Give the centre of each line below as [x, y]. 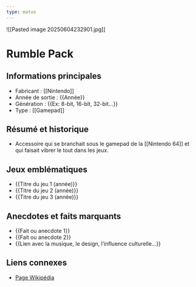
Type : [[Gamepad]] [40, 110]
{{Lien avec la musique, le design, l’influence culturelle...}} [88, 244]
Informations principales [54, 76]
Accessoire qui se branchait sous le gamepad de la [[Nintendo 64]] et [102, 144]
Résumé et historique [48, 129]
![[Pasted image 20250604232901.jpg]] [56, 29]
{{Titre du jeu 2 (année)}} [47, 191]
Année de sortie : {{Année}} [50, 97]
